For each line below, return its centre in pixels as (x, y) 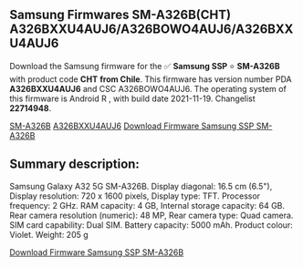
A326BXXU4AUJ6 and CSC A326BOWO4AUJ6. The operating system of (148, 88)
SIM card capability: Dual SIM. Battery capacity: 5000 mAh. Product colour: (151, 225)
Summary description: (74, 164)
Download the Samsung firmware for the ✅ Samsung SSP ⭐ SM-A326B (145, 66)
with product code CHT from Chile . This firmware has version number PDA (151, 79)
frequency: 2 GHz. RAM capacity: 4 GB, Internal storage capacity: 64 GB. (147, 205)
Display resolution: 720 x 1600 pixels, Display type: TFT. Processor (135, 196)
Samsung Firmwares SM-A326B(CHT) (120, 15)
